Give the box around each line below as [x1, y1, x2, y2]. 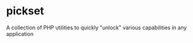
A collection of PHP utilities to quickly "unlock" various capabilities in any [6, 24, 187, 31]
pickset [6, 4, 44, 18]
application [6, 30, 34, 37]
